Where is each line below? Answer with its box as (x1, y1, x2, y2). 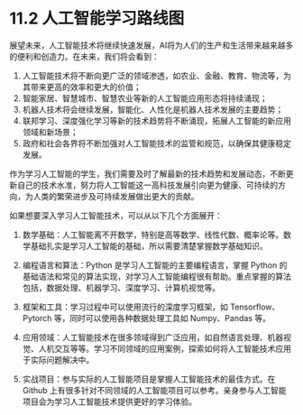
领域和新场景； (22, 126, 78, 137)
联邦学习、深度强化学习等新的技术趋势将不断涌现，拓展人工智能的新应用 (22, 115, 291, 126)
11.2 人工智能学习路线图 (9, 8, 185, 29)
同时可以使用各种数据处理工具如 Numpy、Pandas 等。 (69, 312, 271, 323)
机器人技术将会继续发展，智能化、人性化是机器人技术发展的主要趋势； (22, 104, 284, 115)
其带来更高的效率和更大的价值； (22, 81, 142, 92)
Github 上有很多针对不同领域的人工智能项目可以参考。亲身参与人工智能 (22, 384, 287, 395)
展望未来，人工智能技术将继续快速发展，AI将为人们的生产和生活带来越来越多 (9, 40, 294, 51)
